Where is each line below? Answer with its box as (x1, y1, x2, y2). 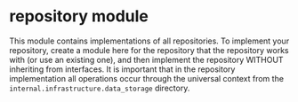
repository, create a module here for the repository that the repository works (9, 44, 289, 55)
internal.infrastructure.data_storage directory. (9, 82, 190, 93)
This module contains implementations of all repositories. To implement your (9, 35, 290, 46)
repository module (9, 6, 149, 27)
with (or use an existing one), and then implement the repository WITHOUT (9, 54, 284, 65)
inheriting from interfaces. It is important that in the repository (9, 64, 236, 75)
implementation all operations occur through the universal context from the (9, 73, 285, 83)
